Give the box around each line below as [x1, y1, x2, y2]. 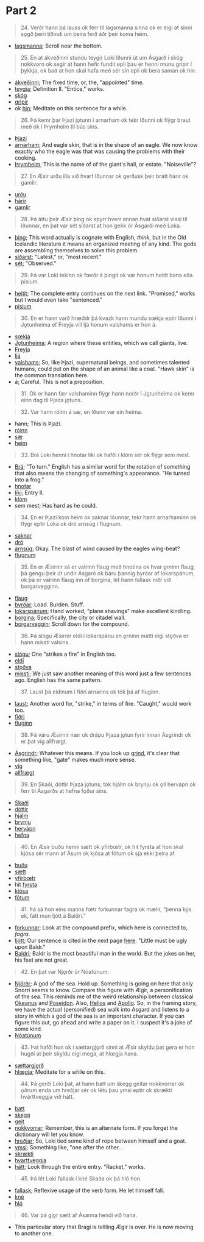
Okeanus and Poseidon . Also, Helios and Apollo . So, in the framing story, [14, 999, 197, 1006]
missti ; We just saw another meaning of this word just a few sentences [14, 670, 192, 677]
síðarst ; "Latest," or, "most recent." [14, 253, 102, 260]
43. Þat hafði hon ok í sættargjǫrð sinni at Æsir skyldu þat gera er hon [20, 1043, 195, 1051]
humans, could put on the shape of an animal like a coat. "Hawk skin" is [14, 365, 195, 372]
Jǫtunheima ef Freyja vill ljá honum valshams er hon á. [20, 321, 157, 328]
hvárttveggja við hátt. [20, 1093, 74, 1100]
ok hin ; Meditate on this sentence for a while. [14, 104, 128, 112]
